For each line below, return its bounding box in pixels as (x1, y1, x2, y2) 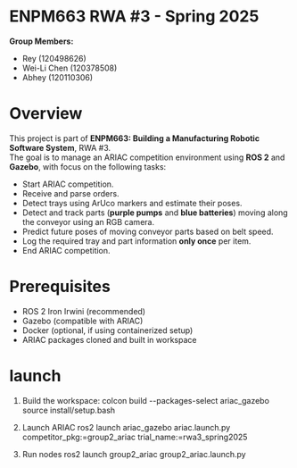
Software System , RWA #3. (9, 142, 111, 153)
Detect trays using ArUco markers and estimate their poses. (21, 197, 243, 208)
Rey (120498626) (21, 53, 87, 63)
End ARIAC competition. (21, 245, 111, 255)
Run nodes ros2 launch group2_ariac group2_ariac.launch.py (21, 448, 247, 459)
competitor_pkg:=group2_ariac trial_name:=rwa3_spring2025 (21, 431, 248, 442)
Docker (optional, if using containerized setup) (21, 324, 194, 336)
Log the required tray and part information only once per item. (21, 235, 252, 247)
